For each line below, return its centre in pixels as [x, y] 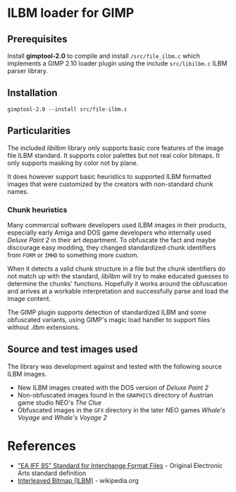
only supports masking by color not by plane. [73, 163]
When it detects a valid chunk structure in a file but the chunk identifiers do [117, 269]
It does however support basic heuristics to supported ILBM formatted [109, 176]
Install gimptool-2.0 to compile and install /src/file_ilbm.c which [104, 56]
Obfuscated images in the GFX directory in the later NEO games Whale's [121, 410]
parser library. [27, 71]
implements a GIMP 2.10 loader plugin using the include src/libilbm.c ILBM [117, 63]
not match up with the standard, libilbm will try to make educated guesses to [118, 276]
